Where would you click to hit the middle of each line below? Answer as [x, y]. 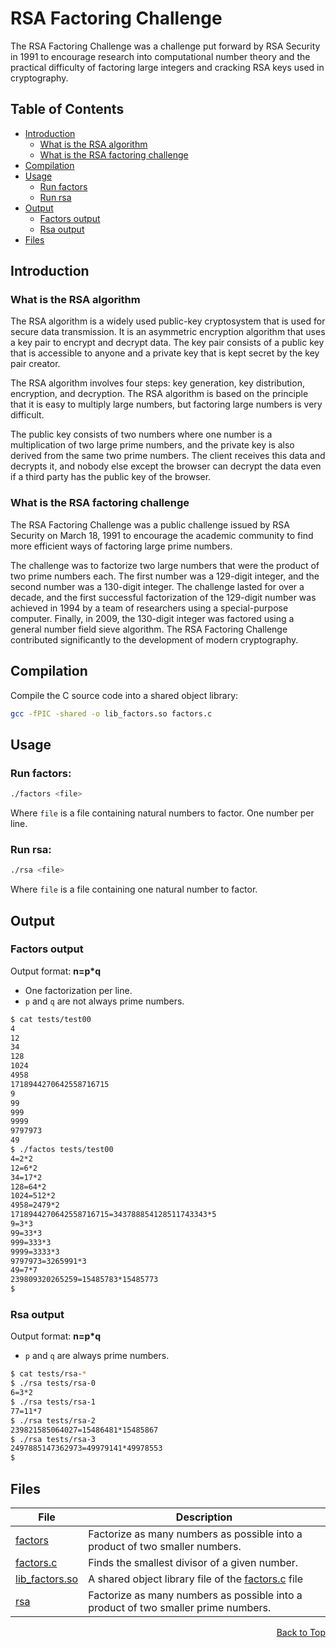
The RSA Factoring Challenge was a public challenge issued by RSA [150, 524]
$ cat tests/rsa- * [48, 1374]
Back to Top [301, 1632]
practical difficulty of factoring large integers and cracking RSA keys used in [167, 67]
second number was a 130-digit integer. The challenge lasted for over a [157, 586]
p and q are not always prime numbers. [104, 1001]
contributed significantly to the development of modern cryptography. [154, 639]
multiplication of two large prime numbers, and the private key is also [152, 445]
